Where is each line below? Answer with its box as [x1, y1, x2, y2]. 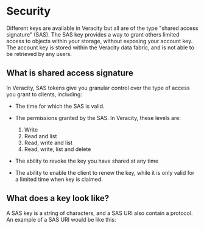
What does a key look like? [6, 193, 110, 203]
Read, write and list [24, 139, 73, 146]
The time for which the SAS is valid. [15, 102, 105, 110]
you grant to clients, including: [6, 90, 82, 98]
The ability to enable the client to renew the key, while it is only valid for [15, 169, 195, 176]
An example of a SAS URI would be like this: [6, 216, 116, 223]
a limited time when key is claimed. [15, 175, 104, 183]
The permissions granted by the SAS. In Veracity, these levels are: [15, 114, 181, 121]
